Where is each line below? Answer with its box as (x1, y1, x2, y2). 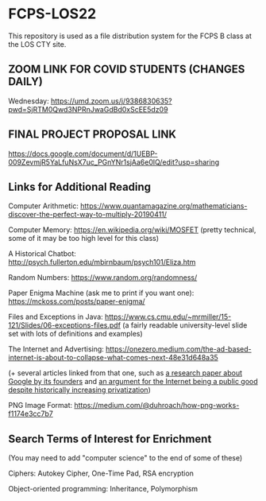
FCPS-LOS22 (8, 5, 97, 23)
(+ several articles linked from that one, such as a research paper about (8, 368, 243, 378)
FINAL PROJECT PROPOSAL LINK (8, 128, 177, 142)
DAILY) (8, 75, 44, 88)
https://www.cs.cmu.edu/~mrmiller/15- (104, 312, 232, 322)
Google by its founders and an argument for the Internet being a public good (8, 377, 258, 386)
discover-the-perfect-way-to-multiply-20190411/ (8, 210, 168, 219)
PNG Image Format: (8, 401, 73, 410)
